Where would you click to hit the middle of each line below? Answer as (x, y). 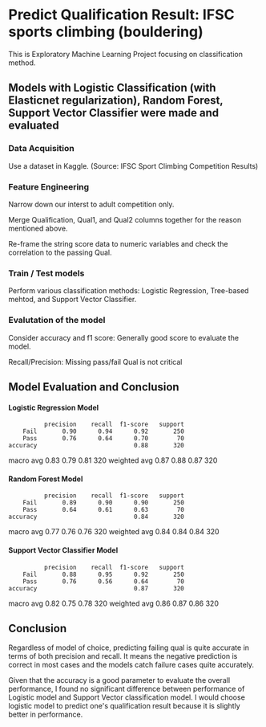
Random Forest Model (46, 479)
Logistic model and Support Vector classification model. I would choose (127, 697)
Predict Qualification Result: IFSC (121, 15)
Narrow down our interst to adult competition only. (91, 204)
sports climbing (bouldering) (106, 32)
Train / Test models (46, 273)
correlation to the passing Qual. (60, 252)
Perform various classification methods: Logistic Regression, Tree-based (129, 291)
